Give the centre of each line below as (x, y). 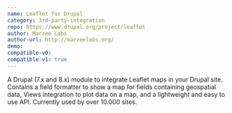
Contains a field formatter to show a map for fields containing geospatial (112, 87)
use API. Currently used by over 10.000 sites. (73, 102)
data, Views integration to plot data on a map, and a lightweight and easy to (116, 94)
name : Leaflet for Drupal (45, 14)
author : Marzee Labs (37, 33)
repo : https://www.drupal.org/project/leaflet (76, 27)
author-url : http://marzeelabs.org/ (61, 40)
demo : (15, 46)
